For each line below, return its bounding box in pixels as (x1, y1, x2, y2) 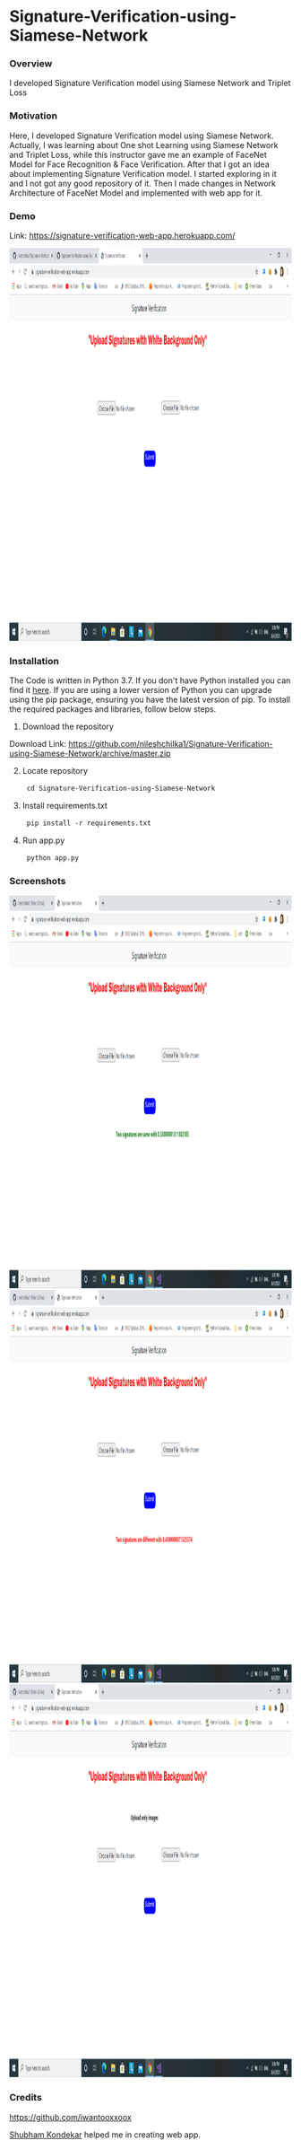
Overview (9, 57, 53, 70)
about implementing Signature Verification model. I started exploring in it (9, 168, 277, 179)
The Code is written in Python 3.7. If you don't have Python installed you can (9, 675, 291, 686)
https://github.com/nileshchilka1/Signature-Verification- (68, 739, 273, 750)
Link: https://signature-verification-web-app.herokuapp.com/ (9, 231, 236, 241)
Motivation (9, 110, 58, 122)
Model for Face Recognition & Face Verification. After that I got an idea (9, 159, 271, 170)
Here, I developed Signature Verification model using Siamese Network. (9, 130, 274, 141)
